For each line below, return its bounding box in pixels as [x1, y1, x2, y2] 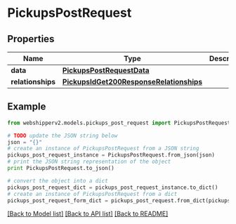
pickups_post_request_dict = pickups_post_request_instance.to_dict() [7, 184, 218, 191]
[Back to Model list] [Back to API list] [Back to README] [7, 209, 169, 218]
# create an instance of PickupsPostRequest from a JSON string [7, 145, 199, 152]
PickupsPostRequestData [62, 65, 150, 75]
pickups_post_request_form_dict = [7, 197, 109, 204]
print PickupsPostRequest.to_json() [7, 165, 114, 172]
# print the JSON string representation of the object [7, 158, 171, 166]
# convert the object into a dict [7, 177, 109, 184]
